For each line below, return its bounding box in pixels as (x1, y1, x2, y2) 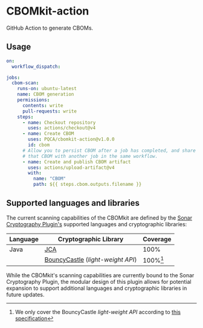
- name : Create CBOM (22, 131, 74, 137)
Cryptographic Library (57, 235, 124, 243)
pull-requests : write (22, 108, 77, 114)
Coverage (143, 235, 172, 243)
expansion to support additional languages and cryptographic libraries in (6, 284, 187, 292)
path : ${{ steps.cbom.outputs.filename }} (33, 182, 142, 188)
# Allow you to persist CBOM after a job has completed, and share (22, 147, 196, 154)
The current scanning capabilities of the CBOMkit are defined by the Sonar (6, 214, 192, 221)
